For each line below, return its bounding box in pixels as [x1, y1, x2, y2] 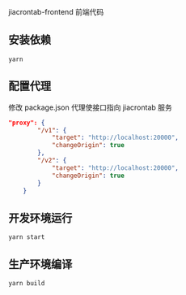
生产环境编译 [8, 257, 73, 271]
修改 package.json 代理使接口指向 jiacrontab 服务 [8, 102, 172, 112]
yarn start [8, 233, 45, 241]
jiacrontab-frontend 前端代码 [8, 7, 104, 16]
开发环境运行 [8, 210, 73, 225]
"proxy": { [8, 119, 45, 127]
